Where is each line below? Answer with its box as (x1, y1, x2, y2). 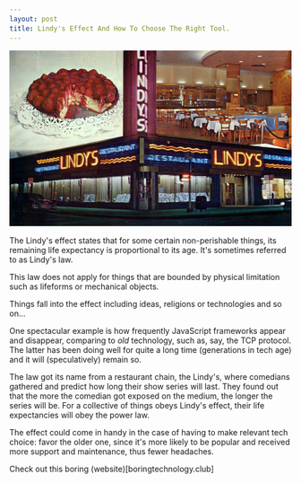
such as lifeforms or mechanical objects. (9, 281, 159, 292)
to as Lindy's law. (9, 254, 73, 265)
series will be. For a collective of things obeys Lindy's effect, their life (9, 400, 265, 411)
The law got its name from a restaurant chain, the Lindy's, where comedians (9, 372, 290, 382)
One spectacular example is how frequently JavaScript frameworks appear (9, 326, 287, 337)
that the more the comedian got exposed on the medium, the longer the (9, 391, 273, 401)
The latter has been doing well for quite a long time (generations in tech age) (9, 345, 292, 356)
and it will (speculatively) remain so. (9, 355, 142, 365)
